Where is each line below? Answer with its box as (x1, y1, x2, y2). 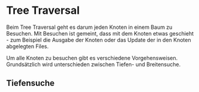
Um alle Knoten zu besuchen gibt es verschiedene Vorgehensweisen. (6, 54, 178, 61)
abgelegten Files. (6, 43, 49, 50)
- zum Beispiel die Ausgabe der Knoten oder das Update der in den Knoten (6, 36, 191, 43)
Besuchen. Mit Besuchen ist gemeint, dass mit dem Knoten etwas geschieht (6, 29, 194, 37)
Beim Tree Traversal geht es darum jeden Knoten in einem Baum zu (6, 23, 173, 31)
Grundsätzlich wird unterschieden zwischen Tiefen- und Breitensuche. (6, 61, 181, 68)
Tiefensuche (6, 78, 55, 88)
